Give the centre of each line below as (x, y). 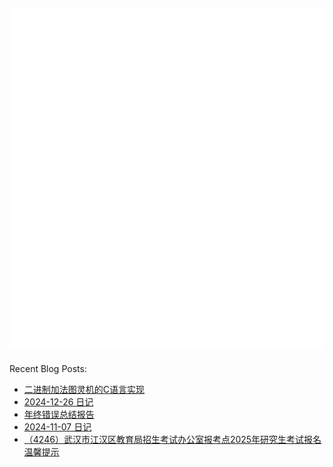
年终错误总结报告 (59, 414)
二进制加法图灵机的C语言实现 (84, 389)
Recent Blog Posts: (48, 368)
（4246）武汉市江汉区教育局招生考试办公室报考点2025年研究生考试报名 (172, 439)
